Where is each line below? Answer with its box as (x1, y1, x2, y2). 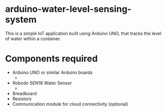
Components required (5, 53, 98, 64)
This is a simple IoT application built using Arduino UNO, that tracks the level (5, 30, 162, 36)
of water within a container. (5, 36, 61, 42)
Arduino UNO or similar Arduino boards (12, 69, 93, 75)
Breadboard (12, 90, 37, 96)
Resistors (12, 96, 32, 102)
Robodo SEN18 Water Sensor (12, 80, 72, 86)
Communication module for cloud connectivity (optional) (12, 101, 128, 107)
